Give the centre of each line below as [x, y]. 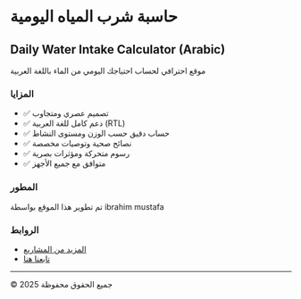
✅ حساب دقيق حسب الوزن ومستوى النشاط [96, 133]
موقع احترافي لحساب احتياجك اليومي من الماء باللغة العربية [108, 71]
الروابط [25, 229]
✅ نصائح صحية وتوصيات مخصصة [77, 144]
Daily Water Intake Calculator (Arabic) [118, 50]
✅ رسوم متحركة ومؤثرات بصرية [76, 154]
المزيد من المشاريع [55, 249]
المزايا [22, 94]
